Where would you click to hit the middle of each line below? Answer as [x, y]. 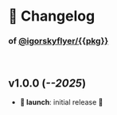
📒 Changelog [52, 16]
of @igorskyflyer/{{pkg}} [58, 41]
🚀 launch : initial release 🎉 [61, 102]
